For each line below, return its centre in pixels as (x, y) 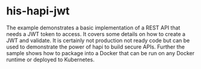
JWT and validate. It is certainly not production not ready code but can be (98, 40)
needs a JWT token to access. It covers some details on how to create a (96, 34)
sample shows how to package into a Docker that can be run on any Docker (101, 53)
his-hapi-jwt (38, 11)
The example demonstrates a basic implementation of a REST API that (93, 28)
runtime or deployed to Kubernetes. (50, 59)
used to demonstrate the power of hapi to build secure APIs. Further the (96, 47)
